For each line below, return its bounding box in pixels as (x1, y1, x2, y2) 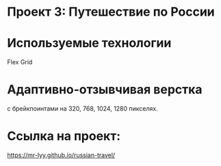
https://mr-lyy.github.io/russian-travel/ (7, 151, 116, 159)
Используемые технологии (7, 36, 172, 51)
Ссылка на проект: (7, 128, 121, 144)
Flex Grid (7, 58, 33, 66)
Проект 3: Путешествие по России (7, 4, 216, 20)
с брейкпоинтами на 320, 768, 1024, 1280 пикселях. (7, 105, 159, 113)
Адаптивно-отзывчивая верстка (7, 82, 203, 98)
